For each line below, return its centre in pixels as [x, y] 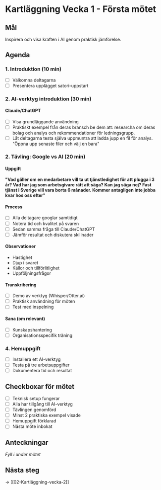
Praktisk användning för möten [44, 301]
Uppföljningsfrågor [31, 273]
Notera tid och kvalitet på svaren [46, 223]
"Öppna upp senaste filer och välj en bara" [56, 144]
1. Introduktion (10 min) [33, 69]
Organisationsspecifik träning [42, 335]
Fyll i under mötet [23, 454]
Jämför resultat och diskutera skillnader [53, 235]
